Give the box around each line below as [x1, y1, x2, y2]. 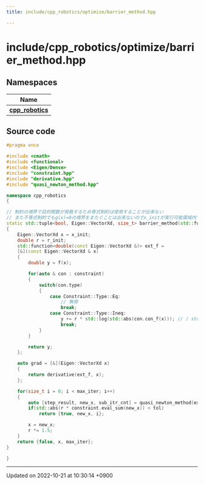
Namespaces [6, 77, 58, 88]
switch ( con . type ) [38, 282, 83, 288]
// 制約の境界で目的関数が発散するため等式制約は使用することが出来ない [6, 209, 164, 215]
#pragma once [6, 142, 39, 149]
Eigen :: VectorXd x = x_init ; [17, 231, 91, 237]
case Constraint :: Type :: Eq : [49, 293, 121, 299]
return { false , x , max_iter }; [17, 438, 94, 445]
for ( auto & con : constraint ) [28, 271, 104, 277]
